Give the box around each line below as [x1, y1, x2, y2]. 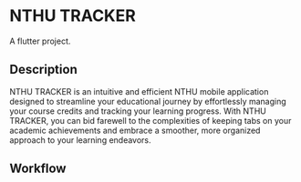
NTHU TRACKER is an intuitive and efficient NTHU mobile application [9, 86, 269, 96]
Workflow [9, 161, 67, 177]
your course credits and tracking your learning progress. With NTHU [9, 106, 266, 116]
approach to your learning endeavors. [9, 134, 152, 146]
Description [9, 62, 78, 77]
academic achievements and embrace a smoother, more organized [9, 125, 261, 136]
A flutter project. [9, 35, 71, 46]
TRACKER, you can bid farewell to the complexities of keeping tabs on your [9, 115, 292, 126]
